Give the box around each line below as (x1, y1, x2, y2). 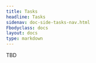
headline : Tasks (6, 14, 46, 20)
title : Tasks (6, 8, 38, 15)
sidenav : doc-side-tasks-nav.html (6, 19, 91, 25)
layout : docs (6, 30, 38, 36)
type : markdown (6, 36, 43, 41)
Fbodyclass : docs (6, 24, 49, 31)
